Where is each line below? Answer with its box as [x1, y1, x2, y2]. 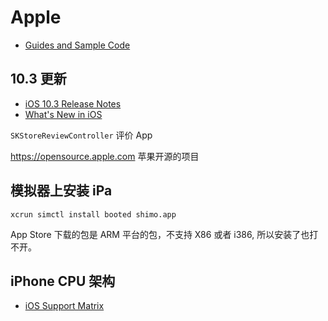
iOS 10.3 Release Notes [24, 97, 122, 110]
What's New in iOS [24, 108, 103, 120]
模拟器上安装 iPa [10, 182, 113, 200]
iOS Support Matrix [24, 300, 105, 312]
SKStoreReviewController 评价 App [10, 129, 153, 141]
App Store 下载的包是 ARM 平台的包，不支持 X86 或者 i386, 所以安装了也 [10, 228, 310, 240]
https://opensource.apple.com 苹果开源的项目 [10, 150, 200, 162]
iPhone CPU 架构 [10, 272, 116, 290]
